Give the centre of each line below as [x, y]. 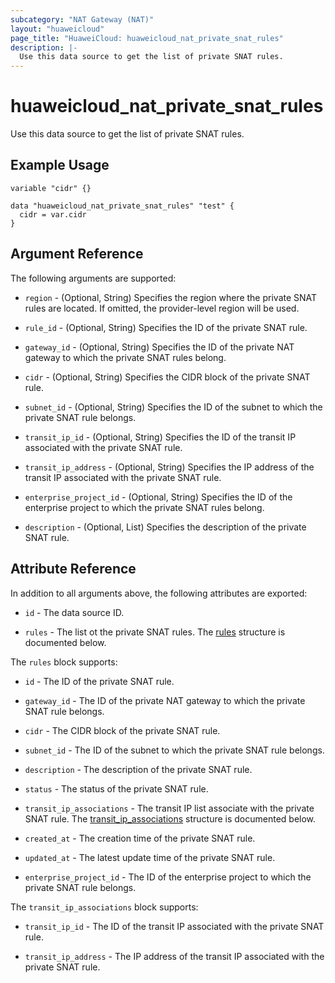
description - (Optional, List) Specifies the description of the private [165, 527]
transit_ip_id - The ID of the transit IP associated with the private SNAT [174, 926]
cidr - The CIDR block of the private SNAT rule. [122, 730]
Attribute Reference [73, 569]
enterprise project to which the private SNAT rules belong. [144, 507]
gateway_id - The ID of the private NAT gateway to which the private [165, 700]
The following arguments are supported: [93, 278]
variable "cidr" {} [51, 188]
